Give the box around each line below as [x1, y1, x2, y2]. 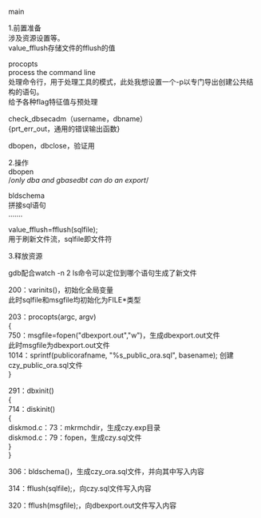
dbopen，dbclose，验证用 [8, 141, 96, 150]
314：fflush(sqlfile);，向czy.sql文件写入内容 [8, 484, 152, 493]
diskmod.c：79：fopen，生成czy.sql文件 [8, 433, 142, 442]
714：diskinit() [8, 405, 56, 413]
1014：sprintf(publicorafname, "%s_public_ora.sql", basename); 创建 [8, 350, 234, 360]
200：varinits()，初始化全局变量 [8, 285, 114, 295]
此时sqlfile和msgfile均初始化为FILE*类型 [8, 295, 141, 304]
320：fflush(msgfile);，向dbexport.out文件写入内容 [8, 500, 177, 510]
